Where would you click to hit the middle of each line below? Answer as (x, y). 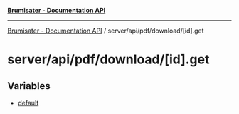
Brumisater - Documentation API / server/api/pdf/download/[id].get (106, 31)
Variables (29, 86)
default (28, 103)
